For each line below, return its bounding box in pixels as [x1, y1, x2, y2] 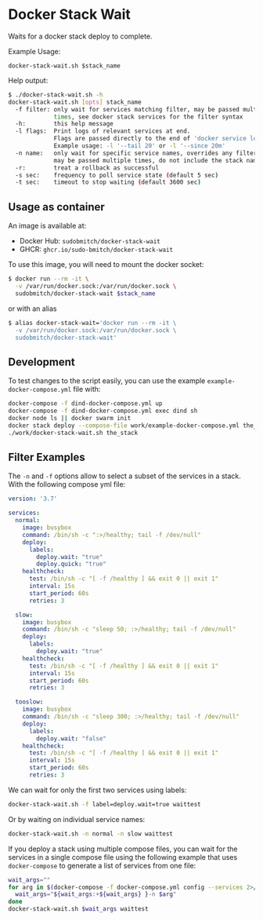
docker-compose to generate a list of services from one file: [8, 861, 196, 870]
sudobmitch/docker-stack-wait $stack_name [15, 289, 156, 298]
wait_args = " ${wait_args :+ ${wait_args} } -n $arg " [15, 890, 177, 898]
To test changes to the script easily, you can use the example [8, 376, 206, 386]
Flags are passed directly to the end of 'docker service [53, 135, 247, 143]
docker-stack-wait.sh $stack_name [8, 61, 121, 70]
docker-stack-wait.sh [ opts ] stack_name [8, 98, 142, 106]
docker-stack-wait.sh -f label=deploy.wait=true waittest [8, 800, 201, 808]
